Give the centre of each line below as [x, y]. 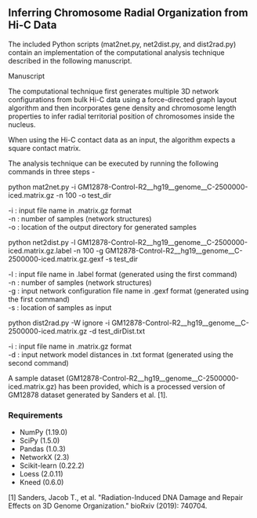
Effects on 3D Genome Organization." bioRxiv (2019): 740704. [108, 506]
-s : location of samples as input [60, 307]
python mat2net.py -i [42, 187]
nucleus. [22, 124]
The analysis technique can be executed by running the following [114, 163]
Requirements [36, 415]
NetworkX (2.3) [44, 458]
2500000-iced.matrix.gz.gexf [56, 259]
